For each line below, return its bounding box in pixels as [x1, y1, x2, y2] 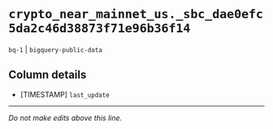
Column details [8, 68, 87, 82]
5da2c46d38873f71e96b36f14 [8, 21, 191, 37]
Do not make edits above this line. [8, 113, 123, 123]
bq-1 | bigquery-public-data [8, 44, 103, 54]
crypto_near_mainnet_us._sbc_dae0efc [8, 6, 264, 22]
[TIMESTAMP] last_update [19, 89, 110, 99]
